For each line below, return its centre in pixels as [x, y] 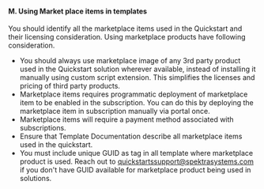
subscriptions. [43, 128]
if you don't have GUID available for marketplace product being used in [135, 170]
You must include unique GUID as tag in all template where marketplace [136, 153]
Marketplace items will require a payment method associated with [127, 119]
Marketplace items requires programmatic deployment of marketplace [134, 94]
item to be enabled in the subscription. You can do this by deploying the [137, 103]
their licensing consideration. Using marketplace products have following [127, 37]
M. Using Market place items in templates [78, 11]
